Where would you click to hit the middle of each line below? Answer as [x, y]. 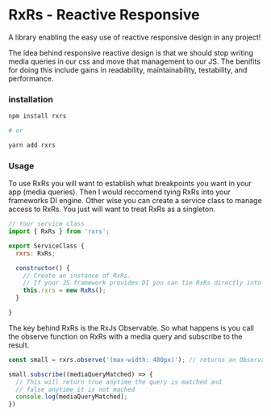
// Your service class [46, 224]
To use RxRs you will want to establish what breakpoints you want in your [130, 184]
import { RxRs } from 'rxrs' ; [59, 231]
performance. [31, 78]
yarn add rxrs [32, 145]
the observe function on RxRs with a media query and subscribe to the [126, 336]
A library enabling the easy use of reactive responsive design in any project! [135, 37]
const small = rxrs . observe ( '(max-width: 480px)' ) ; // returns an [122, 360]
